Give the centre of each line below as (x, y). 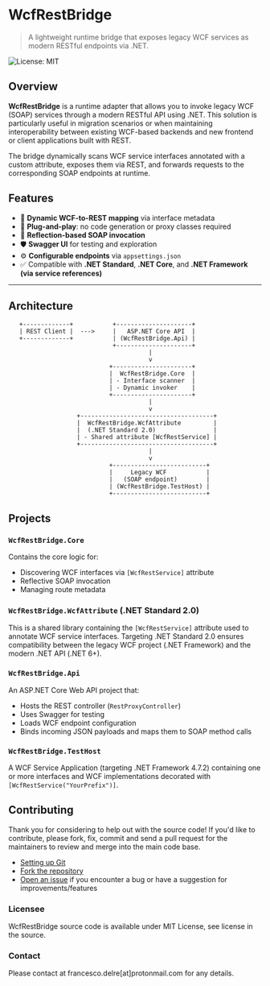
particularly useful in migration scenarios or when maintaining (110, 123)
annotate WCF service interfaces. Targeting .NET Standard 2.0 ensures (126, 636)
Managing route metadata (63, 590)
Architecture (41, 306)
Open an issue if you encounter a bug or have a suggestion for (123, 879)
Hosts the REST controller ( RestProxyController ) (100, 706)
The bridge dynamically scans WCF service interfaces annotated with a (127, 155)
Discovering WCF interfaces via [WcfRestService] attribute (117, 573)
